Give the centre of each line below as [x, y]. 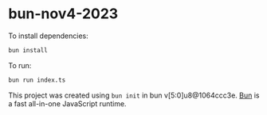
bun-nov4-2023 [63, 14]
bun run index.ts [37, 80]
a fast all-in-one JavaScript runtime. [67, 103]
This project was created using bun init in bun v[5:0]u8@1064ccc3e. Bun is [134, 95]
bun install [28, 50]
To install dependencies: [49, 36]
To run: [20, 65]
